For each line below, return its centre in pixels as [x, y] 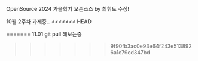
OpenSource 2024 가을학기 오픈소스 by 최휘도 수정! [68, 9]
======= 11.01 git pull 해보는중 [44, 34]
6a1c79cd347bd [130, 52]
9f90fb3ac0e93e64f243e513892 [151, 46]
